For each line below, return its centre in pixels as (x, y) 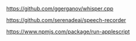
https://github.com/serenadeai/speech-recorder (66, 20)
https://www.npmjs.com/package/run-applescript (68, 31)
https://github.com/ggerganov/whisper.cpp (60, 9)
